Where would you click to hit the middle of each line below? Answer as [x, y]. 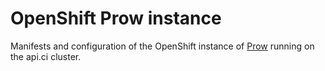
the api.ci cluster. [46, 56]
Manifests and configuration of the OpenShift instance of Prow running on [162, 46]
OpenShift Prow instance [116, 18]
